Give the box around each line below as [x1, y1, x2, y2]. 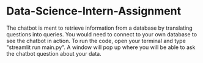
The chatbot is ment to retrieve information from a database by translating [6, 24, 193, 31]
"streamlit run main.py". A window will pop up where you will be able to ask [6, 44, 196, 51]
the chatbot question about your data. [6, 50, 102, 57]
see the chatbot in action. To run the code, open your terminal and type [6, 37, 186, 44]
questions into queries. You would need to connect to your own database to [6, 30, 197, 38]
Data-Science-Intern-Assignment [6, 4, 182, 18]
